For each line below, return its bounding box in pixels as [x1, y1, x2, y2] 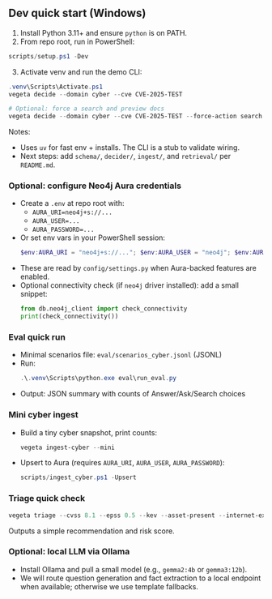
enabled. [19, 272, 50, 282]
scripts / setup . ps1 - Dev [8, 52, 89, 60]
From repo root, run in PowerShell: [19, 36, 135, 46]
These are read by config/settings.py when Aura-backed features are [19, 263, 257, 273]
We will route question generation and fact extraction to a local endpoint [19, 573, 261, 583]
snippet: [19, 289, 48, 299]
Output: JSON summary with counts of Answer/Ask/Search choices [19, 389, 246, 399]
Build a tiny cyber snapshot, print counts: [19, 427, 158, 437]
